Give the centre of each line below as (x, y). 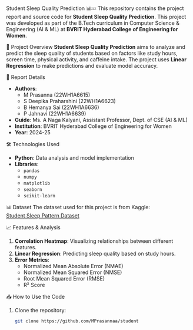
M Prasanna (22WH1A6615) (57, 95)
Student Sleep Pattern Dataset (43, 216)
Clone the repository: (40, 310)
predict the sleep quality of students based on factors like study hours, (92, 53)
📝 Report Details (26, 77)
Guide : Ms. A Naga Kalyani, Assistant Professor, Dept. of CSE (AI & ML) (101, 120)
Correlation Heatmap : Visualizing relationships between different (94, 241)
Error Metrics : (32, 260)
